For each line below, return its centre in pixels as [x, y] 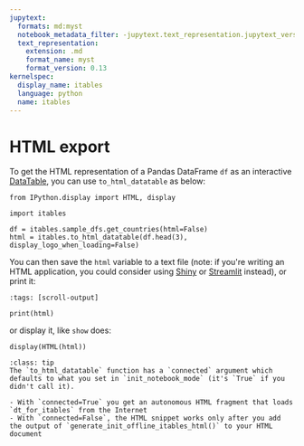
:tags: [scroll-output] [54, 298]
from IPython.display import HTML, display [93, 198]
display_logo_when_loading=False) [75, 245]
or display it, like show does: [60, 330]
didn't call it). [42, 387]
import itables [38, 214]
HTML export [60, 147]
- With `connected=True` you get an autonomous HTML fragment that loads [152, 403]
